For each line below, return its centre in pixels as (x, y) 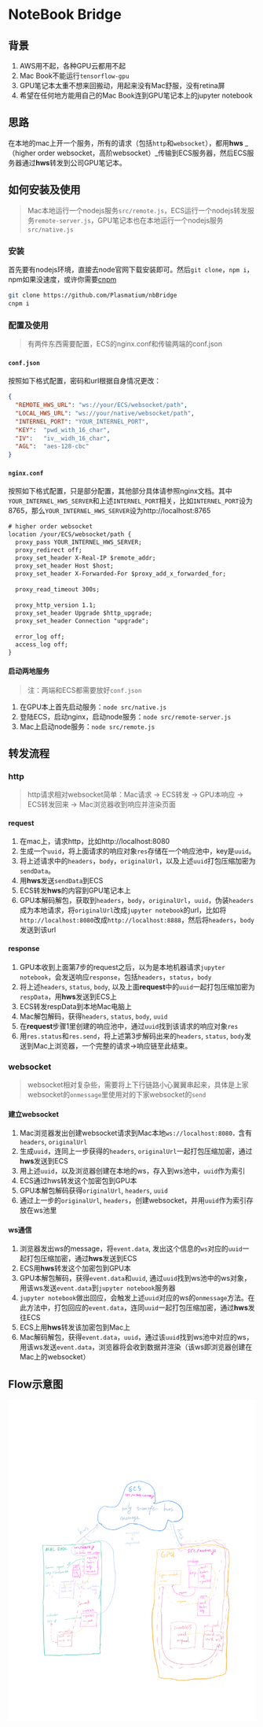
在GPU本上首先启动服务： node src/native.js (93, 707)
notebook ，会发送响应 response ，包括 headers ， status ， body (115, 977)
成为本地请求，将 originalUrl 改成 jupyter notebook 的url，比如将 (123, 910)
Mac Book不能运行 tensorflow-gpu (74, 76)
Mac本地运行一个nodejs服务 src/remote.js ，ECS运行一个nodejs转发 (137, 210)
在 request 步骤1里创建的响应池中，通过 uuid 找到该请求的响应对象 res (129, 1026)
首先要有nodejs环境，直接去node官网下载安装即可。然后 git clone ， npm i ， (131, 269)
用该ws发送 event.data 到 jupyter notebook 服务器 (97, 1288)
